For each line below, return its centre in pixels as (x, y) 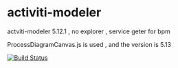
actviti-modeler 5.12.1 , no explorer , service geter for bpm (89, 31)
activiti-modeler (54, 13)
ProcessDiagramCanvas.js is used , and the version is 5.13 (89, 44)
